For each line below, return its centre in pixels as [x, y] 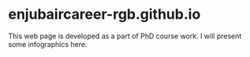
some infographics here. [48, 44]
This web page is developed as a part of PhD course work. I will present [125, 36]
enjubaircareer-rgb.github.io [104, 14]
